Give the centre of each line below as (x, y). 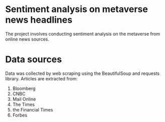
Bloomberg (24, 88)
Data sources (33, 59)
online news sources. (27, 39)
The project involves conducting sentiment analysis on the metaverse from (82, 34)
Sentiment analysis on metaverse (77, 9)
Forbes (20, 115)
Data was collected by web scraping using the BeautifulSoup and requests (82, 73)
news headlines (39, 20)
